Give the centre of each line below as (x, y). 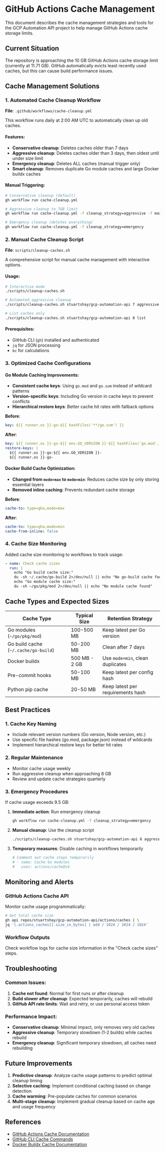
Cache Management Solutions (52, 86)
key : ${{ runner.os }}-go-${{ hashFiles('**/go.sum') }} (65, 425)
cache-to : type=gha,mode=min (35, 526)
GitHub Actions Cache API (37, 896)
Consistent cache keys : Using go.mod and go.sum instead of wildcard (82, 386)
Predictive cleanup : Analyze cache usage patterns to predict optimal (82, 1075)
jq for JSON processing (36, 345)
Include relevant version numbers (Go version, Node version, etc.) (79, 735)
